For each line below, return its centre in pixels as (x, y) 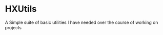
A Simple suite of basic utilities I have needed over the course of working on (81, 22)
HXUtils (21, 9)
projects (13, 27)
